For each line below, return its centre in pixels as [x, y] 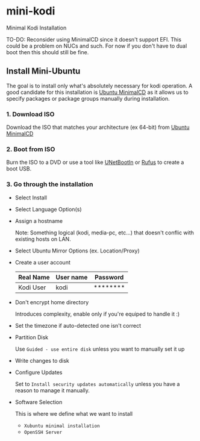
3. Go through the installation [50, 184]
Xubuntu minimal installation [62, 426]
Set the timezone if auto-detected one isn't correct [78, 325]
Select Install [31, 198]
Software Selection [39, 402]
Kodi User [32, 287]
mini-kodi [31, 11]
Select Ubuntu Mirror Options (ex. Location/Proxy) [77, 251]
